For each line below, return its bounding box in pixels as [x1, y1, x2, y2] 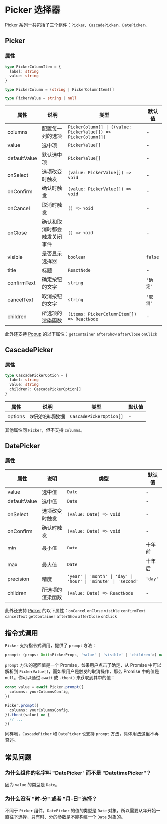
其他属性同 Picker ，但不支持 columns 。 [5, 427, 84, 433]
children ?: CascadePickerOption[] [9, 387, 81, 392]
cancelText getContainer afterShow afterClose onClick [5, 614, 117, 619]
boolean [68, 254, 86, 260]
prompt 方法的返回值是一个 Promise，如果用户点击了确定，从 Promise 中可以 [5, 662, 162, 668]
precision [7, 575, 30, 582]
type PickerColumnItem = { [5, 64, 61, 69]
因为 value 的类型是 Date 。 [5, 782, 60, 787]
